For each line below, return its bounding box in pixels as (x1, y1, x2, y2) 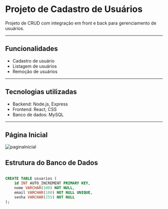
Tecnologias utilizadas (5, 87, 77, 96)
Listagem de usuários (12, 63, 57, 69)
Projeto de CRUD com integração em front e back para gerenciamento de (5, 20, 156, 26)
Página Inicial (5, 130, 48, 139)
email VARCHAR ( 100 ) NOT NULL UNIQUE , (14, 190, 93, 195)
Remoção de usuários (12, 68, 57, 74)
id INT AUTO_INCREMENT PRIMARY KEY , (14, 181, 91, 186)
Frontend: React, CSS (12, 106, 57, 112)
